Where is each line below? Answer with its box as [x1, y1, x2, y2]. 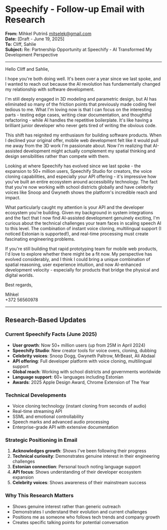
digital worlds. [5, 272, 34, 278]
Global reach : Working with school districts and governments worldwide [12, 369, 161, 375]
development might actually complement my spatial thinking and [23, 148, 156, 154]
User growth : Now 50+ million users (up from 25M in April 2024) [12, 342, 146, 348]
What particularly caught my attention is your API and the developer [5, 204, 144, 210]
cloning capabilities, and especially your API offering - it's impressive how [5, 173, 157, 179]
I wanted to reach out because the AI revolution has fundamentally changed [5, 81, 161, 87]
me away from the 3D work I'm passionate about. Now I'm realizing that [5, 142, 152, 148]
